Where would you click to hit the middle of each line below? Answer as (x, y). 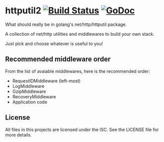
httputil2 (23, 11)
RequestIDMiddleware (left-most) (46, 81)
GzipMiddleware (29, 91)
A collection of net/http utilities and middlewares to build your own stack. (80, 34)
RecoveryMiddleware (34, 96)
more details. (19, 135)
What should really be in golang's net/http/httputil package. (66, 24)
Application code (30, 102)
